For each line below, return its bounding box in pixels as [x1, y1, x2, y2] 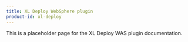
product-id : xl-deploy [6, 14, 62, 20]
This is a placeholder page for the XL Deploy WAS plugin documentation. [6, 29, 183, 36]
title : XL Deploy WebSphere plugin [6, 8, 93, 14]
